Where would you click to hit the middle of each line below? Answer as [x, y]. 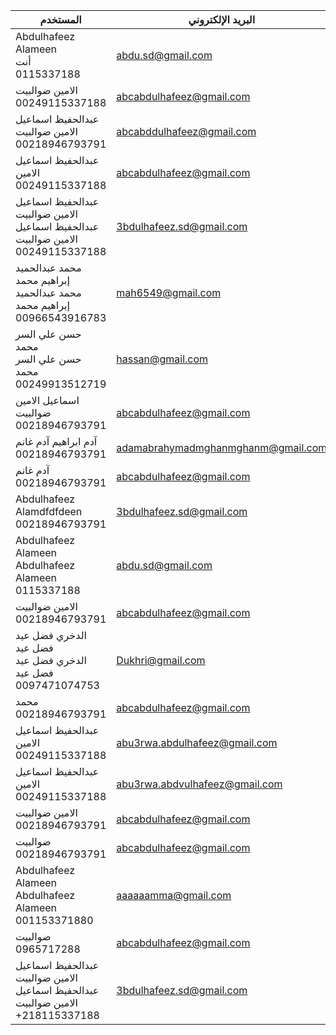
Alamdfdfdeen [49, 511]
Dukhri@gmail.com [161, 660]
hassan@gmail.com [162, 359]
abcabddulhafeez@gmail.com [186, 131]
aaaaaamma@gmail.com [174, 895]
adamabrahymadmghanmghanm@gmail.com [222, 447]
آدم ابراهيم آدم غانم [56, 441]
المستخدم [60, 19]
